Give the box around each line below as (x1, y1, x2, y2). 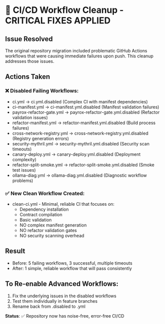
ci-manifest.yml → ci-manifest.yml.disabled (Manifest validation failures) (12, 104, 160, 110)
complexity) (12, 156, 37, 162)
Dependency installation (19, 206, 69, 212)
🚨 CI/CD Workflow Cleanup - (5, 4, 124, 16)
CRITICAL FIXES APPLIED (5, 15, 111, 26)
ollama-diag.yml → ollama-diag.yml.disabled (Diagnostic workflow (12, 172, 147, 178)
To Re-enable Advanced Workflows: (5, 279, 119, 288)
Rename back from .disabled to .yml (12, 303, 86, 309)
